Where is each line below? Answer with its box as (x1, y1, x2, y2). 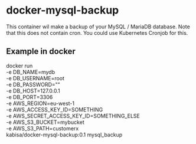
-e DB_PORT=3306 (6, 93, 53, 100)
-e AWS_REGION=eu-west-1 (6, 100, 75, 107)
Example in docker (6, 47, 76, 57)
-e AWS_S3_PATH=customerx (6, 125, 79, 132)
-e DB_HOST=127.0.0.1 (6, 87, 60, 94)
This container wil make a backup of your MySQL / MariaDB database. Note (6, 23, 190, 30)
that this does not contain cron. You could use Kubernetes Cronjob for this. (6, 29, 188, 36)
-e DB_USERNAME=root (6, 74, 65, 81)
